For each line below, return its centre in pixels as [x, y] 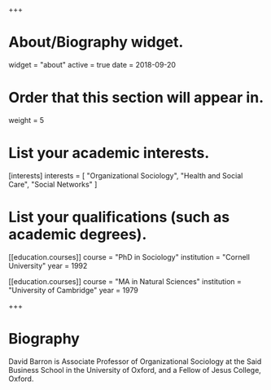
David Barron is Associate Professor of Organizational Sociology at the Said [135, 361]
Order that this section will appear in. [136, 98]
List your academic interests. [109, 153]
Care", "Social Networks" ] [53, 184]
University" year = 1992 [48, 265]
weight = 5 [26, 120]
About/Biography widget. [96, 42]
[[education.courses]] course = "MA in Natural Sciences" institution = [125, 281]
